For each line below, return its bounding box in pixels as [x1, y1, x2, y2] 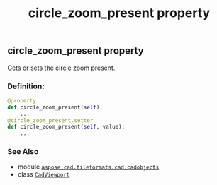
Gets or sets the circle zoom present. [7, 64, 116, 72]
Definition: [7, 81, 45, 91]
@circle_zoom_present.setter [7, 117, 94, 124]
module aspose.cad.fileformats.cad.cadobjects [17, 162, 160, 171]
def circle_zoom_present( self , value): [7, 124, 126, 131]
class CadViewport [17, 170, 70, 179]
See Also [7, 147, 39, 157]
